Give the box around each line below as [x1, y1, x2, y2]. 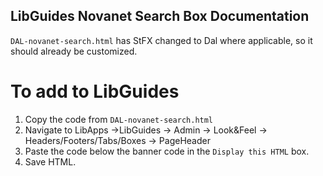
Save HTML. [24, 155, 77, 168]
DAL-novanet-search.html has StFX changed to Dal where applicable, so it [10, 34, 313, 46]
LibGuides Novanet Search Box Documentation [10, 8, 310, 25]
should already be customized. [10, 45, 138, 57]
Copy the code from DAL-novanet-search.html [24, 113, 214, 125]
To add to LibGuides [10, 80, 180, 103]
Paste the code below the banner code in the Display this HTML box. [24, 145, 310, 157]
